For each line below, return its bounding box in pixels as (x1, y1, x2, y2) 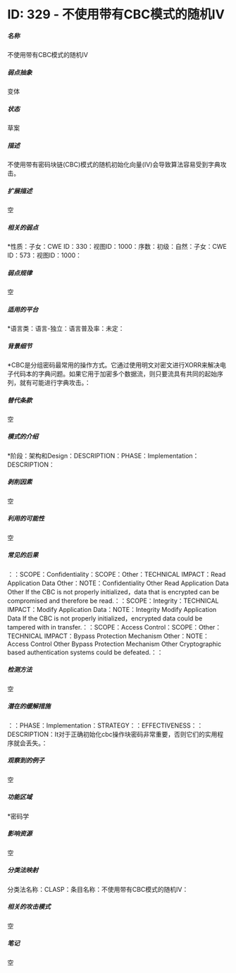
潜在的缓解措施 (7, 702, 51, 711)
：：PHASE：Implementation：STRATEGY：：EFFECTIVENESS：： (7, 721, 204, 730)
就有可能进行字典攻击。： (19, 378, 91, 386)
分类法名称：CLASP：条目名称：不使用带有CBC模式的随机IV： (7, 885, 189, 893)
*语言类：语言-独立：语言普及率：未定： (7, 324, 125, 332)
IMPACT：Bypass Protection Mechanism (44, 632, 162, 640)
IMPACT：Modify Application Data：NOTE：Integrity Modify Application (7, 605, 217, 613)
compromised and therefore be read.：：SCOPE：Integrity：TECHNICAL (7, 596, 219, 605)
